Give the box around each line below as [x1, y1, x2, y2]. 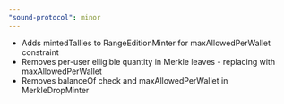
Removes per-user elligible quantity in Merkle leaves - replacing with [21, 56, 275, 67]
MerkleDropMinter [21, 84, 90, 95]
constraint [21, 46, 59, 58]
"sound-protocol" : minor [8, 12, 101, 22]
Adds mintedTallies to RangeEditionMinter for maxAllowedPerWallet [21, 37, 271, 48]
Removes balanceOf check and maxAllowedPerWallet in [21, 75, 228, 85]
